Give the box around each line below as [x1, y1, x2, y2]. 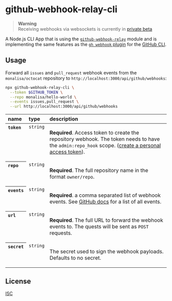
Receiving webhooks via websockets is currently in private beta [17, 26, 153, 32]
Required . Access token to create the [49, 129, 139, 136]
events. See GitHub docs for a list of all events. [49, 198, 162, 205]
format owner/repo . [49, 173, 95, 180]
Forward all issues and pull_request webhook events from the [5, 70, 137, 76]
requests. [49, 229, 73, 237]
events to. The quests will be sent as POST [49, 223, 149, 230]
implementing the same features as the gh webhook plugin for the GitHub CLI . [5, 41, 167, 47]
